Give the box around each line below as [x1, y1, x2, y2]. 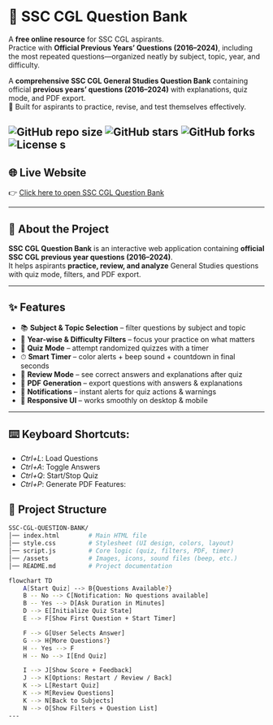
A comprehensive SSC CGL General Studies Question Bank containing [8, 76, 249, 85]
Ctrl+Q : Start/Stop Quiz [19, 471, 99, 480]
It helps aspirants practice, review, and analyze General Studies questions [8, 260, 259, 271]
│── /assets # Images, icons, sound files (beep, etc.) [8, 554, 238, 562]
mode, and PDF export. [8, 93, 86, 102]
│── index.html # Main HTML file [8, 532, 148, 540]
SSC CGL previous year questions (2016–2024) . [8, 252, 173, 262]
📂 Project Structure [8, 502, 107, 516]
